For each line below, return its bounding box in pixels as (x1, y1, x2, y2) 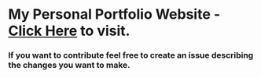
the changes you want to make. (8, 60, 131, 71)
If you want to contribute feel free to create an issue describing (8, 50, 254, 61)
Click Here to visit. (8, 22, 130, 40)
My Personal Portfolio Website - (8, 5, 221, 23)
